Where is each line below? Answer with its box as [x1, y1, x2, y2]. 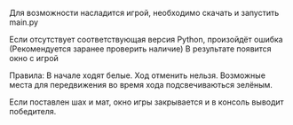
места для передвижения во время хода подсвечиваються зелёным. [9, 80, 273, 90]
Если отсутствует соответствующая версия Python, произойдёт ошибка [9, 35, 283, 44]
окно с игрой [9, 53, 59, 63]
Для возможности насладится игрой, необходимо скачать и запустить [9, 8, 280, 18]
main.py [9, 17, 38, 27]
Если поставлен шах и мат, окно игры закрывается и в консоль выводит [9, 97, 284, 107]
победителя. [9, 106, 57, 116]
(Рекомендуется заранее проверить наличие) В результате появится [9, 43, 273, 54]
